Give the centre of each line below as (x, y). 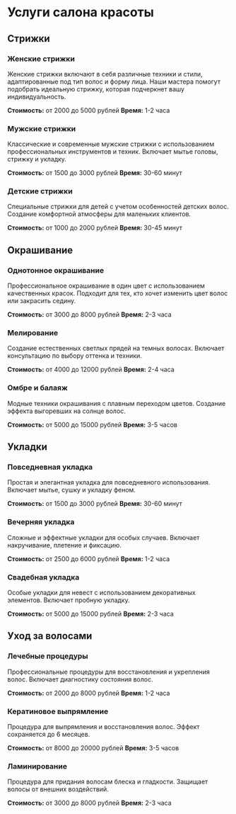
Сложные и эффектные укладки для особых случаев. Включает (104, 537)
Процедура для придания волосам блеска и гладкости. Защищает (108, 782)
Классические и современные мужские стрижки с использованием (111, 144)
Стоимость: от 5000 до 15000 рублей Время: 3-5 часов (93, 424)
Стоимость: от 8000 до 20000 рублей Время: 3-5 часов (93, 748)
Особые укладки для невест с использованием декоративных (101, 593)
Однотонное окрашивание (56, 270)
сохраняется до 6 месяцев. (49, 735)
